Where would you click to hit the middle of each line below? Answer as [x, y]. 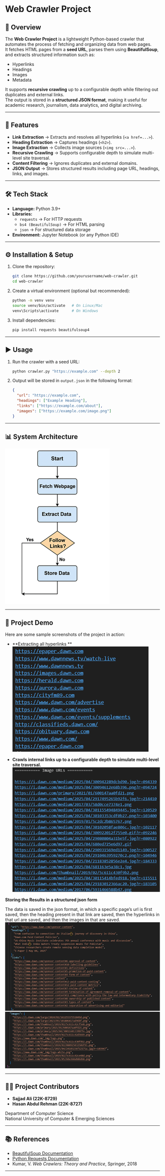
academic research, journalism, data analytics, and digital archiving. [74, 105]
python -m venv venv [33, 301]
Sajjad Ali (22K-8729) [35, 1098]
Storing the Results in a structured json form [51, 900]
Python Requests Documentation [46, 1159]
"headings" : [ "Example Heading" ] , [52, 401]
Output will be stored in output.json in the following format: [72, 381]
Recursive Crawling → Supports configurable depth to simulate [77, 152]
